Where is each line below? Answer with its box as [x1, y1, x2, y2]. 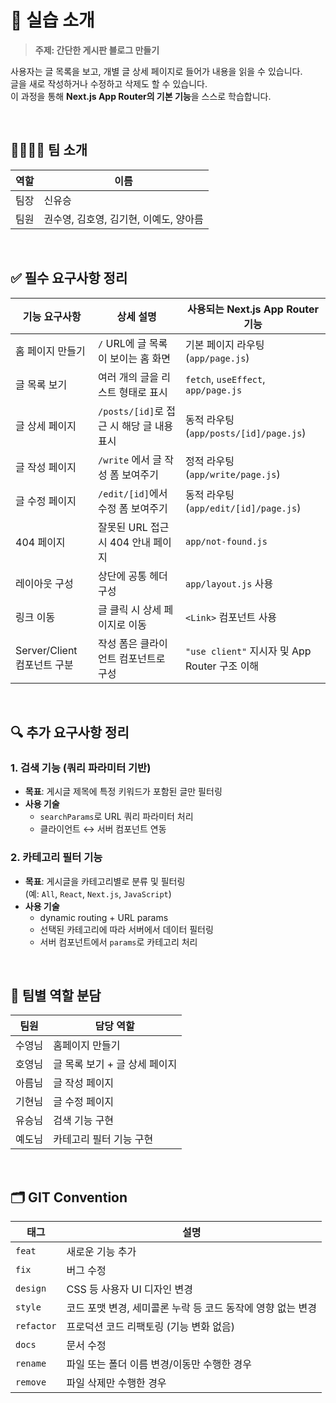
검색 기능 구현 [53, 1114, 115, 1128]
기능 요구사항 [22, 309, 82, 323]
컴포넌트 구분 [15, 657, 74, 671]
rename [15, 1358, 47, 1370]
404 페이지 [15, 535, 66, 549]
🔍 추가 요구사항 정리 [10, 724, 130, 741]
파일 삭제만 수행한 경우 [66, 1376, 167, 1390]
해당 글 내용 [121, 419, 174, 433]
